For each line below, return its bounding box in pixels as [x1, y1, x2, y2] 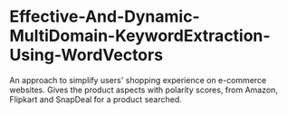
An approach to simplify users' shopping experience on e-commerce [9, 74, 267, 85]
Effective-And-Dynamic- [9, 6, 201, 27]
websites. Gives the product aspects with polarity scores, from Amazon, [9, 84, 279, 95]
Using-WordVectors [9, 45, 164, 65]
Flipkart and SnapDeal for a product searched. [9, 93, 183, 105]
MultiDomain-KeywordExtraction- [9, 25, 271, 46]
